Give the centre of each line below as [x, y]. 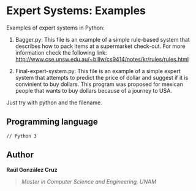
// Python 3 [21, 136]
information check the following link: [61, 52]
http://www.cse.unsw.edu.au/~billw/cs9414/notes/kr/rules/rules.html [102, 59]
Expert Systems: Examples [76, 11]
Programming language [52, 122]
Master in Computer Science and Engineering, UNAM [89, 181]
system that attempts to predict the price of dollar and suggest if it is [102, 77]
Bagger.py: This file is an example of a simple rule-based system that [102, 39]
